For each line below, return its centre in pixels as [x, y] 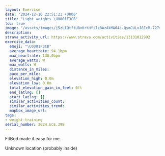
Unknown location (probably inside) [41, 148]
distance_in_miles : [29, 70]
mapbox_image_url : [28, 111]
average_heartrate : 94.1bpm [38, 51]
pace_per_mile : [25, 74]
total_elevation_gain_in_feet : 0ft [46, 88]
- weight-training [24, 120]
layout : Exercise [23, 10]
